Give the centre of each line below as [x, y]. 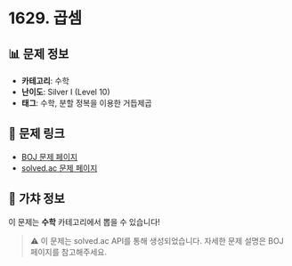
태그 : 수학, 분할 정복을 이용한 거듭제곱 [86, 103]
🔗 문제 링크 [37, 134]
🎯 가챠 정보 [37, 199]
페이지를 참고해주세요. [69, 252]
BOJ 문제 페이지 [49, 157]
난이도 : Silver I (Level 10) [65, 92]
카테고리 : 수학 [45, 81]
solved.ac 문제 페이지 [59, 168]
